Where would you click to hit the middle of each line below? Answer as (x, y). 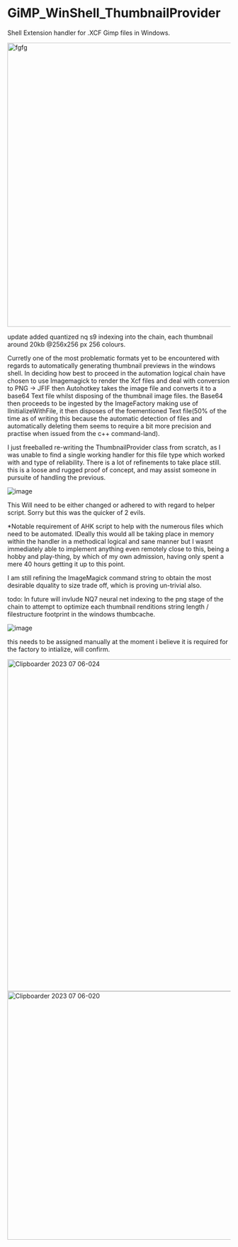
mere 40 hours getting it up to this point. (66, 564)
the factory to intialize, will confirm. (59, 649)
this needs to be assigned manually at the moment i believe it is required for (118, 641)
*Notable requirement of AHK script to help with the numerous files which (115, 526)
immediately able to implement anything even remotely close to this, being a (118, 549)
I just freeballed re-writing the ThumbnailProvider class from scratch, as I (114, 447)
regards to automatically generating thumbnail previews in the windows (112, 365)
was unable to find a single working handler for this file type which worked (116, 454)
